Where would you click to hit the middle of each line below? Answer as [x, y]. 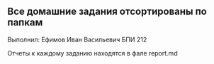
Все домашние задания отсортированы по [107, 12]
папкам [25, 23]
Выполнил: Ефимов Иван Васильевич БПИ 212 [77, 39]
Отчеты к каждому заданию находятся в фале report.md [93, 53]
